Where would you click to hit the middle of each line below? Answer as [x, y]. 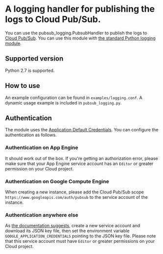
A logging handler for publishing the [80, 9]
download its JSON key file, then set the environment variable [67, 231]
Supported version [34, 59]
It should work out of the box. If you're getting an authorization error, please [81, 158]
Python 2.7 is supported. [30, 70]
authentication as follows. [31, 135]
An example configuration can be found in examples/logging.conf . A [74, 97]
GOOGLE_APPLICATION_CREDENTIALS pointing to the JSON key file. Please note [81, 236]
